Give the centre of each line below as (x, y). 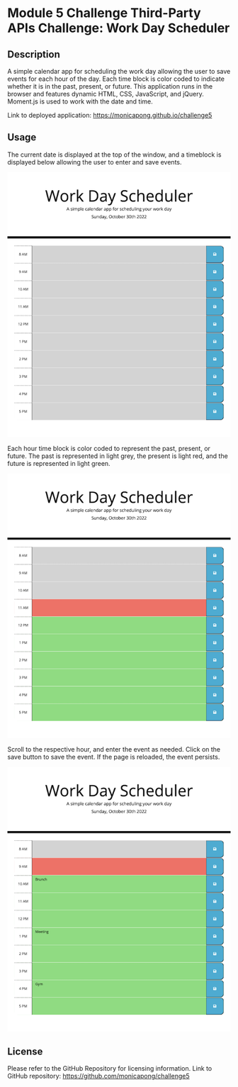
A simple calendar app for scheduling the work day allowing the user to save (119, 71)
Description (34, 54)
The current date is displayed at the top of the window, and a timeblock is (114, 155)
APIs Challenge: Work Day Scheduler (119, 28)
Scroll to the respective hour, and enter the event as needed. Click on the (114, 749)
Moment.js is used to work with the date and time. (80, 101)
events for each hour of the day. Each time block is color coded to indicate (116, 79)
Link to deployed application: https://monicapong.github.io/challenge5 (110, 115)
